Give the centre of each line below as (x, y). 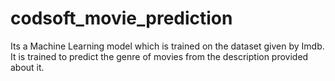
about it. (27, 67)
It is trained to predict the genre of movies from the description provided (159, 56)
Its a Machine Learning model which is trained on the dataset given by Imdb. (167, 46)
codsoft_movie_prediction (121, 18)
